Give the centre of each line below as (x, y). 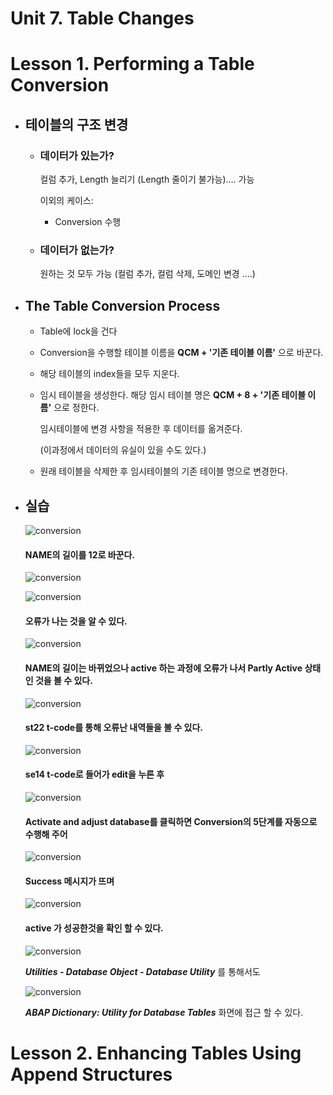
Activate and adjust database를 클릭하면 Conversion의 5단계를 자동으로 (171, 821)
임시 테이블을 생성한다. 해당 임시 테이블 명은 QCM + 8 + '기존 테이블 (173, 395)
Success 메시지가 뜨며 (69, 881)
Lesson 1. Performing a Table (132, 64)
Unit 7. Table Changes (102, 18)
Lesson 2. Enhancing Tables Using (156, 1053)
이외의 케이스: (66, 201)
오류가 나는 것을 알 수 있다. (76, 621)
